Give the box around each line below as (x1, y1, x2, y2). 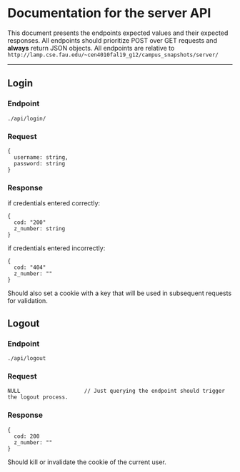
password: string (14, 160, 66, 167)
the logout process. (7, 394, 69, 401)
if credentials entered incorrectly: (7, 244, 106, 252)
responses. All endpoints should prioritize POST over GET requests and (7, 36, 218, 44)
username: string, (14, 153, 69, 161)
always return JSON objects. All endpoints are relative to (7, 43, 175, 52)
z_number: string (14, 225, 66, 232)
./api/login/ (7, 115, 46, 122)
